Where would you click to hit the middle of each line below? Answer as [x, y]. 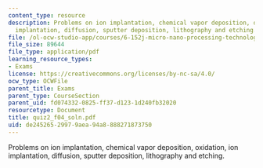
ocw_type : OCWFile [38, 81]
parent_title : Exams [42, 88]
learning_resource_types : [50, 60]
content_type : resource [47, 15]
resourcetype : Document [47, 111]
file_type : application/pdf [54, 52]
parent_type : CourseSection [54, 96]
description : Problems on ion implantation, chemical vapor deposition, [129, 23]
